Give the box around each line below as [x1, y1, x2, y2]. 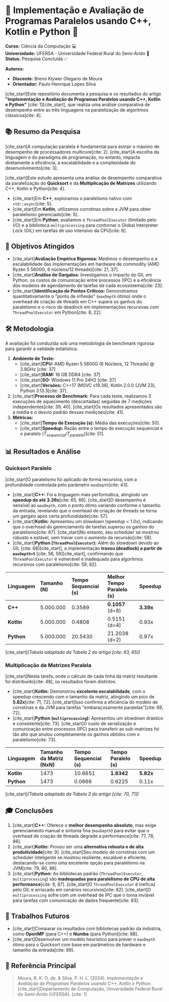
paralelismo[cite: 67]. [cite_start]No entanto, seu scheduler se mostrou [12, 529, 159, 535]
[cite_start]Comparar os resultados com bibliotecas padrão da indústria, [12, 925, 162, 931]
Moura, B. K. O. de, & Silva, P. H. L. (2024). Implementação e [17, 975, 143, 981]
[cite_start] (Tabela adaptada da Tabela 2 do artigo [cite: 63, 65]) [5, 649, 140, 655]
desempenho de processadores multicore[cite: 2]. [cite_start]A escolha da [5, 149, 159, 155]
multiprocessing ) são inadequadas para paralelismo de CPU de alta [12, 876, 155, 882]
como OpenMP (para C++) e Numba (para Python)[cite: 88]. [12, 931, 139, 937]
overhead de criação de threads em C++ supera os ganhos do [12, 298, 142, 305]
